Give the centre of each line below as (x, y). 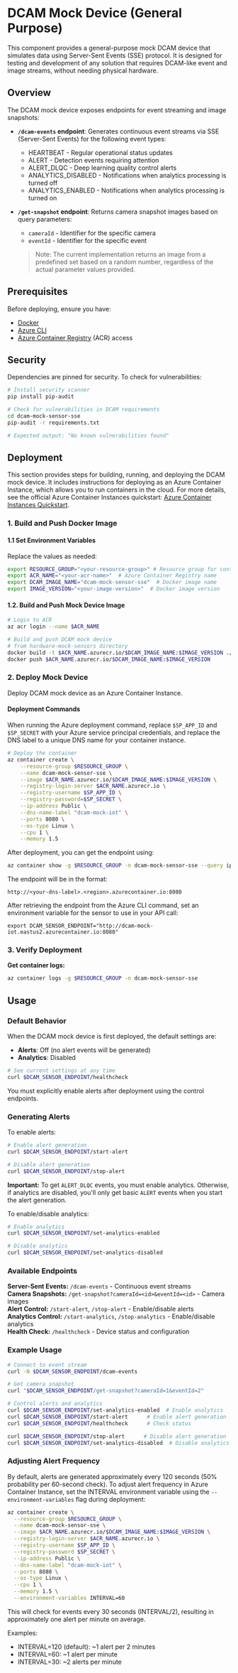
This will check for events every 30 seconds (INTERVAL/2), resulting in (110, 1611)
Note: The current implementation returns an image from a (120, 254)
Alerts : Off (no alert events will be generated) (84, 1050)
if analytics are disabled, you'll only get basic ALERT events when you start (115, 1192)
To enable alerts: (32, 1132)
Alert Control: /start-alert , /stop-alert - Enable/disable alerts (101, 1309)
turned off (43, 183)
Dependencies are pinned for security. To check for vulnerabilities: (104, 377)
